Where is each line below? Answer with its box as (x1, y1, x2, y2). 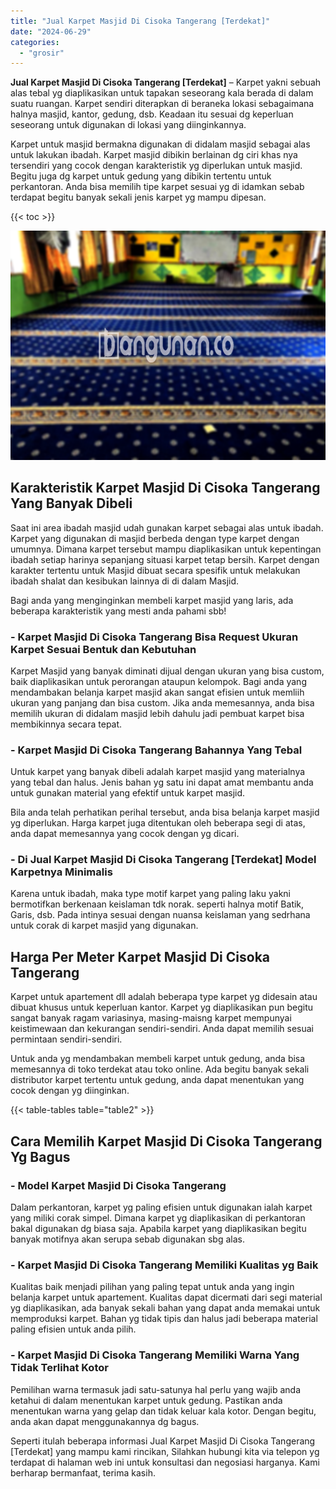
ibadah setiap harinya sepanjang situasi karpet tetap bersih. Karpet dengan (10, 553, 320, 565)
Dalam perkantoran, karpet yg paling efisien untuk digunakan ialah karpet (10, 1201, 313, 1213)
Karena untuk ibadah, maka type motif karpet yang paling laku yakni (10, 888, 292, 900)
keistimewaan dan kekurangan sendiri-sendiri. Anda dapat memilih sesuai (10, 1023, 314, 1035)
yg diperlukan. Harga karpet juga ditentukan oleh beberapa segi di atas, (10, 817, 306, 829)
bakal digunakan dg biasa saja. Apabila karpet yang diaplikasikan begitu (10, 1222, 307, 1234)
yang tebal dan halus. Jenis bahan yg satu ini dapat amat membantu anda (10, 776, 314, 789)
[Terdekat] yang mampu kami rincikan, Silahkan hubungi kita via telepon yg (10, 1445, 320, 1457)
